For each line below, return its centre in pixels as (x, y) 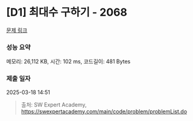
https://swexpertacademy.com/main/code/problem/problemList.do (104, 111)
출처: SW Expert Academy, (54, 104)
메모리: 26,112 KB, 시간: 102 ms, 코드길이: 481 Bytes (68, 61)
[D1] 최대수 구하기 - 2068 (67, 12)
